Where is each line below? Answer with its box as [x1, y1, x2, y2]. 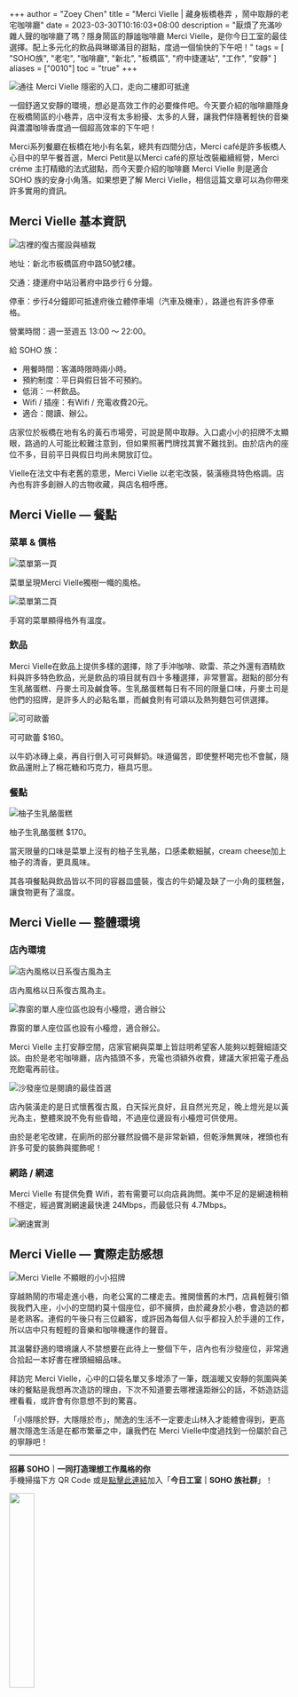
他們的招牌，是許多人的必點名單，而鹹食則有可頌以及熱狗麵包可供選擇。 [9, 694, 273, 705]
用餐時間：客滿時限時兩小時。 [21, 363, 131, 374]
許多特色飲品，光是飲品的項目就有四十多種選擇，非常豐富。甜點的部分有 [24, 672, 289, 683]
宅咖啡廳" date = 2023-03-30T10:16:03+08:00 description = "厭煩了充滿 [9, 20, 275, 30]
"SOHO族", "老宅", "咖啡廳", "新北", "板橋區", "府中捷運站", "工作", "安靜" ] [9, 53, 277, 63]
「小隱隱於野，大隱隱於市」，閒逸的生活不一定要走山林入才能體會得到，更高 [9, 1414, 286, 1425]
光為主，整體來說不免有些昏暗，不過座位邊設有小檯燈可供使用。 [9, 1112, 242, 1123]
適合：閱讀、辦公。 [21, 407, 93, 418]
